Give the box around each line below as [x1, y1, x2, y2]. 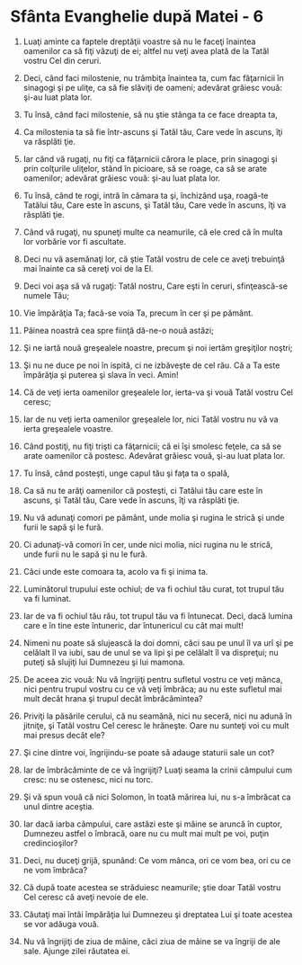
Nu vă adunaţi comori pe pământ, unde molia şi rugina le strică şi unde [22, 512, 285, 523]
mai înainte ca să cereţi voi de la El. [22, 263, 154, 273]
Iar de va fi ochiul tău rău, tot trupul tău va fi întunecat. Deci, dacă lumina [22, 610, 293, 621]
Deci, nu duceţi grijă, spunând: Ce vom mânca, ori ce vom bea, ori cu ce [22, 854, 291, 865]
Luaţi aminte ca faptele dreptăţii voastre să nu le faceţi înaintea [22, 36, 256, 47]
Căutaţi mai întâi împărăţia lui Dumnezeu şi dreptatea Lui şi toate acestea [22, 908, 293, 919]
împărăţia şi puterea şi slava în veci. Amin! [22, 369, 179, 380]
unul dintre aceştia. [22, 800, 95, 811]
